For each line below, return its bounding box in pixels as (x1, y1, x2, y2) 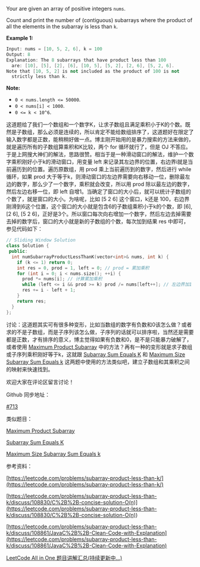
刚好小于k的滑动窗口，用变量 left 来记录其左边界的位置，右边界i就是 (21, 158, 188, 166)
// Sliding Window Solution (6, 237, 76, 243)
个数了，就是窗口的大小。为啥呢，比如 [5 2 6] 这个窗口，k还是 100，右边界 (6, 196, 190, 203)
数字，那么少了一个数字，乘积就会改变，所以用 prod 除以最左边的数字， (16, 181, 193, 188)
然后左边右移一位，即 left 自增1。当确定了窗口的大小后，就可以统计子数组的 (6, 188, 192, 196)
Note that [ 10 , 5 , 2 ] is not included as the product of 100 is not (6, 68, 180, 74)
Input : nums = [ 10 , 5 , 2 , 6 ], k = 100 (6, 46, 102, 52)
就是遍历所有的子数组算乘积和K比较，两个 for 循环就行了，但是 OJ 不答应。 (6, 143, 192, 151)
